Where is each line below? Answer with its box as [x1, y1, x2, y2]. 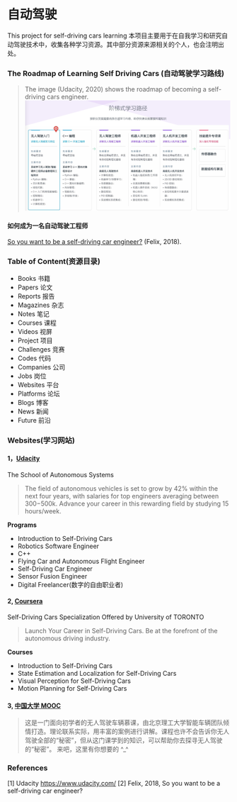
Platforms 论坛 [17, 389, 60, 398]
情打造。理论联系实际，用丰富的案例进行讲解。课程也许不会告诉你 [24, 728, 217, 736]
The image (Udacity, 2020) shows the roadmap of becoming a [24, 85, 207, 94]
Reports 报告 [17, 291, 55, 300]
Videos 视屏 [17, 327, 53, 335]
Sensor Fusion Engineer [17, 572, 88, 580]
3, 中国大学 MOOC [7, 701, 62, 710]
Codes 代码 [17, 354, 52, 362]
